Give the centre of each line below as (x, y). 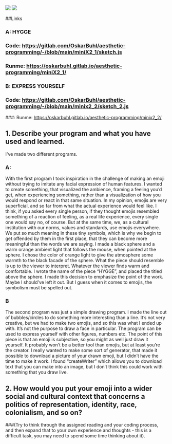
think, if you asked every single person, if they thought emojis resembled (82, 211)
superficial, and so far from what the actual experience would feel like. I (81, 206)
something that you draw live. (37, 372)
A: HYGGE (18, 32)
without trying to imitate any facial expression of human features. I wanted (84, 184)
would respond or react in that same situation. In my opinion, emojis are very (86, 200)
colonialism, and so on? (44, 412)
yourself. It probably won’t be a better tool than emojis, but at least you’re (83, 345)
